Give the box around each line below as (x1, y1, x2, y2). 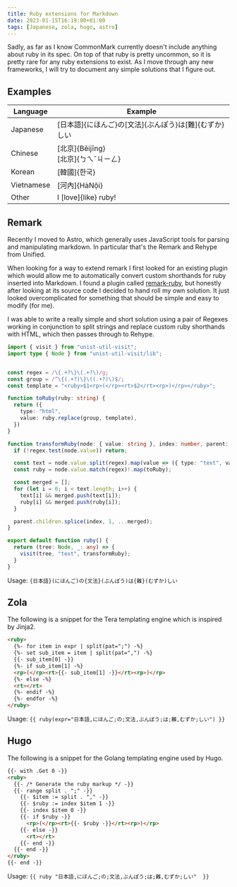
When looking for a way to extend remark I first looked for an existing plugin (7, 264, 228, 272)
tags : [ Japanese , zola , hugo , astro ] (7, 23, 119, 30)
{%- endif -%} (13, 689, 55, 696)
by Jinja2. (7, 623, 36, 631)
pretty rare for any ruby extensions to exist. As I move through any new (7, 58, 214, 66)
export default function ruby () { (7, 537, 109, 544)
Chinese (11, 149, 39, 159)
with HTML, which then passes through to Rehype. (7, 330, 154, 338)
